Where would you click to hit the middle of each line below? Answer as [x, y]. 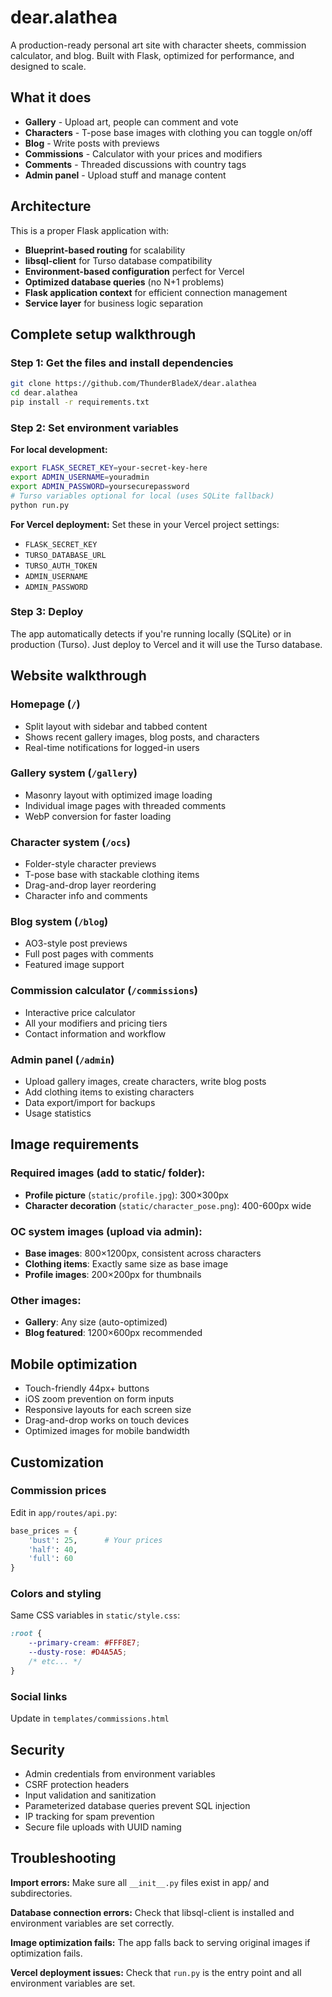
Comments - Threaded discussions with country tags [135, 164]
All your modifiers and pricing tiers [96, 1023]
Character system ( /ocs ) [70, 842]
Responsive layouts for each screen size [108, 1410]
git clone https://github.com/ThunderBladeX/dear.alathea [133, 384]
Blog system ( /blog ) [59, 922]
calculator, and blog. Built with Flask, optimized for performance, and [152, 55]
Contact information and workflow [95, 1033]
